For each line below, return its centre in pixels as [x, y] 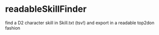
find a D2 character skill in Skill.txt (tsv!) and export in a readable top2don [80, 23]
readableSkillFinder [46, 9]
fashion [13, 28]
